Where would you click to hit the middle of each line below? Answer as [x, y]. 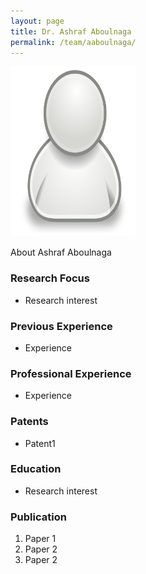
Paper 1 [40, 539]
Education [36, 469]
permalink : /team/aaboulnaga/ [73, 42]
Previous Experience [61, 326]
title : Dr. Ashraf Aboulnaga [71, 31]
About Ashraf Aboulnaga [61, 252]
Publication [38, 517]
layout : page [37, 21]
